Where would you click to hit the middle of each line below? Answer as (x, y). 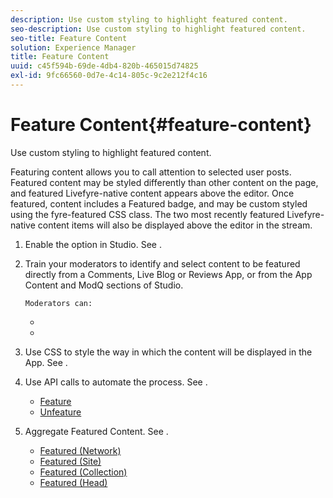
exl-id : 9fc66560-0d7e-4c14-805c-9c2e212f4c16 (109, 76)
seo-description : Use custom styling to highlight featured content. (158, 29)
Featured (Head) (73, 482)
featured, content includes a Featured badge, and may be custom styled (159, 203)
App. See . (46, 362)
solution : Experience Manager (73, 47)
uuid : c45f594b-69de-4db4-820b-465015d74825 (104, 66)
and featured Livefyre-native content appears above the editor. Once (152, 193)
